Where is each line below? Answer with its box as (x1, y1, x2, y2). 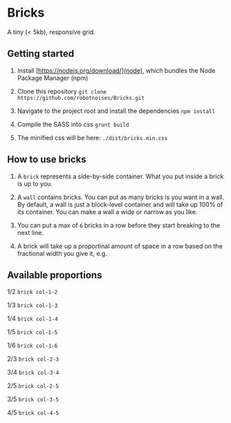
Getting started (7, 48, 75, 60)
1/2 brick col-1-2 (7, 288, 58, 296)
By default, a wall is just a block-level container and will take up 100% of (17, 200, 223, 209)
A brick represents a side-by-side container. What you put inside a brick (17, 172, 224, 180)
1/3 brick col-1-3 (7, 301, 58, 309)
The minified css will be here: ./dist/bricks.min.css (17, 133, 168, 141)
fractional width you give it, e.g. (17, 249, 107, 257)
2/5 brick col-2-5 (7, 381, 59, 390)
